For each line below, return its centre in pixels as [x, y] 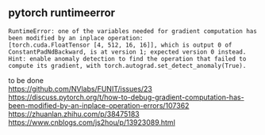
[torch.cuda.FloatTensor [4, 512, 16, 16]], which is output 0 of [120, 45]
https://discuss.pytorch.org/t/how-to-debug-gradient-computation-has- [126, 97]
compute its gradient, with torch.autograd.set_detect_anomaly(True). [127, 66]
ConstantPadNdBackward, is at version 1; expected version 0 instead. [127, 52]
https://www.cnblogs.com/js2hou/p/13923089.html [92, 122]
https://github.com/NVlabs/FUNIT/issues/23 [81, 88]
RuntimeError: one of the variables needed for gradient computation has [133, 31]
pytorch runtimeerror [62, 13]
